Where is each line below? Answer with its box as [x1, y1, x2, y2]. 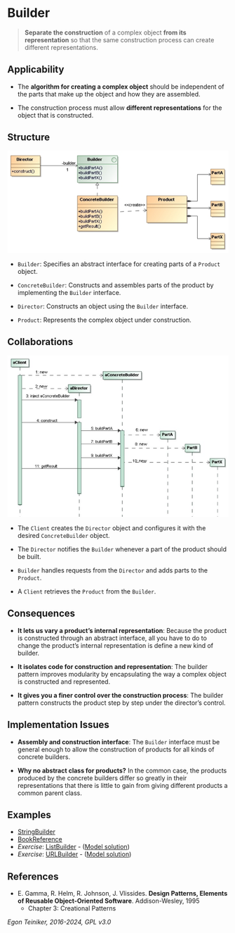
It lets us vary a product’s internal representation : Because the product [17, 626, 227, 634]
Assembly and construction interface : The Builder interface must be [17, 737, 220, 746]
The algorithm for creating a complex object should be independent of [17, 82, 224, 91]
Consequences [7, 608, 76, 620]
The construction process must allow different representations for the [17, 104, 222, 112]
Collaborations [7, 336, 74, 348]
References [7, 870, 59, 882]
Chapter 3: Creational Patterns [27, 904, 116, 913]
